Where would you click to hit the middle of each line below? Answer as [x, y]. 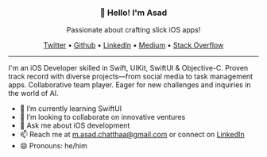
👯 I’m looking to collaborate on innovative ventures [103, 117]
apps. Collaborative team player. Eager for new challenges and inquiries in [130, 85]
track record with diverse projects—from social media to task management [130, 77]
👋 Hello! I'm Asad [133, 13]
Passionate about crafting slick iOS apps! [133, 30]
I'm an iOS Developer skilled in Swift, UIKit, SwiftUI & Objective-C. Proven [128, 68]
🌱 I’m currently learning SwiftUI [71, 109]
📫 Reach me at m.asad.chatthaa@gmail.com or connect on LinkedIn [132, 135]
